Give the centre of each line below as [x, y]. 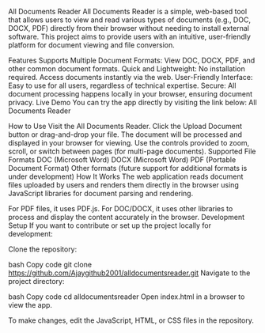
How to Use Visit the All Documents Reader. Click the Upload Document [125, 126]
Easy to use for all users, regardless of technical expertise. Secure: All [122, 85]
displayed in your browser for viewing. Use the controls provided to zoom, [129, 143]
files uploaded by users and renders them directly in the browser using [123, 185]
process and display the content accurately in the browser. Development [127, 217]
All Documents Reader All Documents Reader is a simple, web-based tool [128, 11]
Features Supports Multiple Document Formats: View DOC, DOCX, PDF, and [132, 60]
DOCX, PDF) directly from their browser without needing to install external [129, 28]
